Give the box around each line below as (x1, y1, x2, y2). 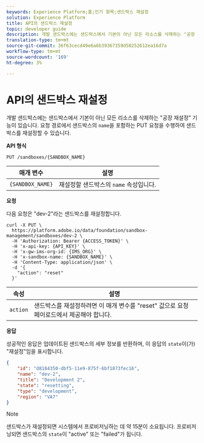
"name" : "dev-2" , (17, 371, 61, 377)
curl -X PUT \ (6, 222, 42, 228)
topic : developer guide (6, 25, 67, 32)
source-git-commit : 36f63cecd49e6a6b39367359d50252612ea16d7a (6, 43, 167, 49)
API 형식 (6, 142, 27, 149)
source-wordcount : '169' (6, 54, 69, 60)
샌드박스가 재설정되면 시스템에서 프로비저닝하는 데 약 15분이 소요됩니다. (6, 423, 175, 430)
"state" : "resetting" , (17, 382, 75, 388)
